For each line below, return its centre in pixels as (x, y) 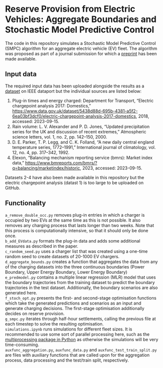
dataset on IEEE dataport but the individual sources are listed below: (73, 91)
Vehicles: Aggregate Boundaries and (81, 19)
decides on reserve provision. (35, 313)
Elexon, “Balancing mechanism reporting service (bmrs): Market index (82, 158)
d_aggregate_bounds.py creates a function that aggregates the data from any (81, 262)
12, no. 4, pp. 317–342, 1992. (41, 152)
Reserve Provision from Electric (70, 9)
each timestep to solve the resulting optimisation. (54, 324)
